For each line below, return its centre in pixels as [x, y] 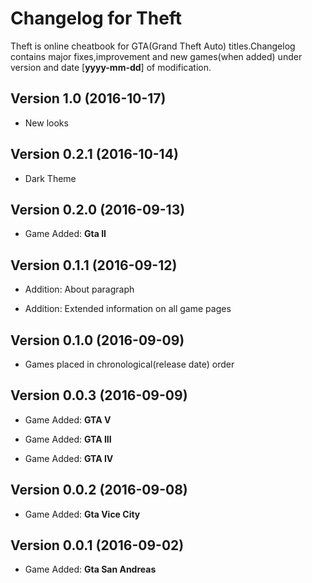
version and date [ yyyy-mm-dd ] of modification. [111, 67]
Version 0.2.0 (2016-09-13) [98, 209]
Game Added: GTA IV [69, 458]
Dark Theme [50, 178]
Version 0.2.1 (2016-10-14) [94, 154]
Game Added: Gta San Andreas [90, 569]
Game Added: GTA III [68, 439]
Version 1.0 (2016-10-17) [88, 98]
